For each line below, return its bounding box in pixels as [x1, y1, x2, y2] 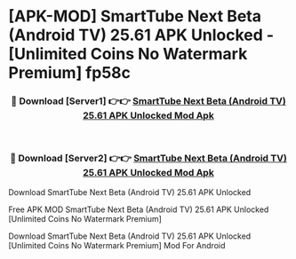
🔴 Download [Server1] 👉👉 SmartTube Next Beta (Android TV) [11, 95, 286, 107]
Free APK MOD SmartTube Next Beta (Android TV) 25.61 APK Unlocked [8, 204, 269, 215]
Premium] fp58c [8, 63, 131, 83]
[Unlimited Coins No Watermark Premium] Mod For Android [8, 239, 226, 250]
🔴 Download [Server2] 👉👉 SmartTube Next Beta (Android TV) [9, 153, 288, 165]
